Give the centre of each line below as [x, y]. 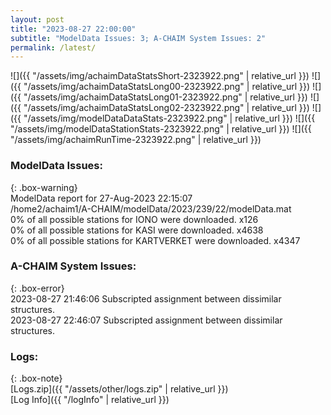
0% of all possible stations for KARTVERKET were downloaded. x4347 [155, 240]
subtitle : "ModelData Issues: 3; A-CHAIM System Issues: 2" [138, 38]
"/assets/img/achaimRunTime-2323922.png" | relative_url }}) [136, 140]
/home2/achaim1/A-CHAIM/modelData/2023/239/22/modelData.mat [151, 208]
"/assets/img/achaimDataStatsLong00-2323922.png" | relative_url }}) [167, 87]
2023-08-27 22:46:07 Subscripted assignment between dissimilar [146, 320]
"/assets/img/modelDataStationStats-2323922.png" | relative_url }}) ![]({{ [161, 129]
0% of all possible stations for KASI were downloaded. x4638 [137, 230]
